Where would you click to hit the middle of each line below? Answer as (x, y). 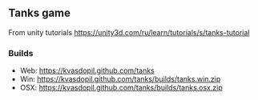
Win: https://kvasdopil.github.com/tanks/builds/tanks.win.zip (120, 79)
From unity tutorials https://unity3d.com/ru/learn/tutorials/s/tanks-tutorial (129, 32)
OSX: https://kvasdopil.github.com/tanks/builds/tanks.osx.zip (121, 88)
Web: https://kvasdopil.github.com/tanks (87, 70)
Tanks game (39, 13)
